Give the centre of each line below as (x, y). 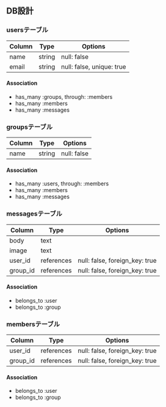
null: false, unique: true (93, 66)
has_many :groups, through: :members (64, 96)
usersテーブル (27, 30)
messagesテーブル (34, 214)
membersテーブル (33, 324)
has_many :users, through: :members (62, 184)
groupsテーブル (30, 126)
